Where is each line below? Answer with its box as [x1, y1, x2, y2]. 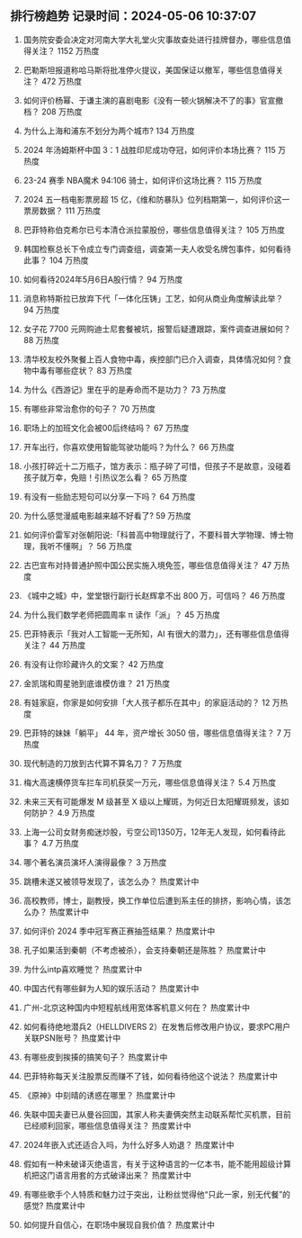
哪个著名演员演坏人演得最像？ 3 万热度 [22, 856, 167, 867]
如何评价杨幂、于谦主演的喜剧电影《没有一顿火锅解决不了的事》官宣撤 [22, 95, 284, 105]
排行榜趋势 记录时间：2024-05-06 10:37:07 [10, 8, 257, 24]
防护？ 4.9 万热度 [31, 807, 95, 818]
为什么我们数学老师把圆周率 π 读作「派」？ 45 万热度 [22, 609, 221, 619]
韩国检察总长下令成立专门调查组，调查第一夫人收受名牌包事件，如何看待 [22, 243, 291, 254]
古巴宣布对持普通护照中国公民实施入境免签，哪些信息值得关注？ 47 [22, 559, 272, 570]
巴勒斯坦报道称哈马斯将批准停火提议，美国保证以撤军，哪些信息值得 [22, 64, 276, 75]
